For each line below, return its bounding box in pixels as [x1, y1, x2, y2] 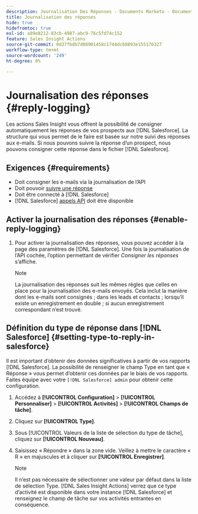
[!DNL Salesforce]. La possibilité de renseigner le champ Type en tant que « [6, 364, 190, 371]
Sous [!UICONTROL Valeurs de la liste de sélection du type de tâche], [14, 429, 184, 436]
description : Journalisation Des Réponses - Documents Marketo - [6, 8, 170, 15]
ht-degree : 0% [6, 58, 41, 64]
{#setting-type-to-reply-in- [51, 332, 155, 342]
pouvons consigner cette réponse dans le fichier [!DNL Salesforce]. [6, 146, 170, 153]
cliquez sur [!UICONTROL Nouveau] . [14, 435, 105, 443]
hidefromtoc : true [6, 25, 51, 31]
